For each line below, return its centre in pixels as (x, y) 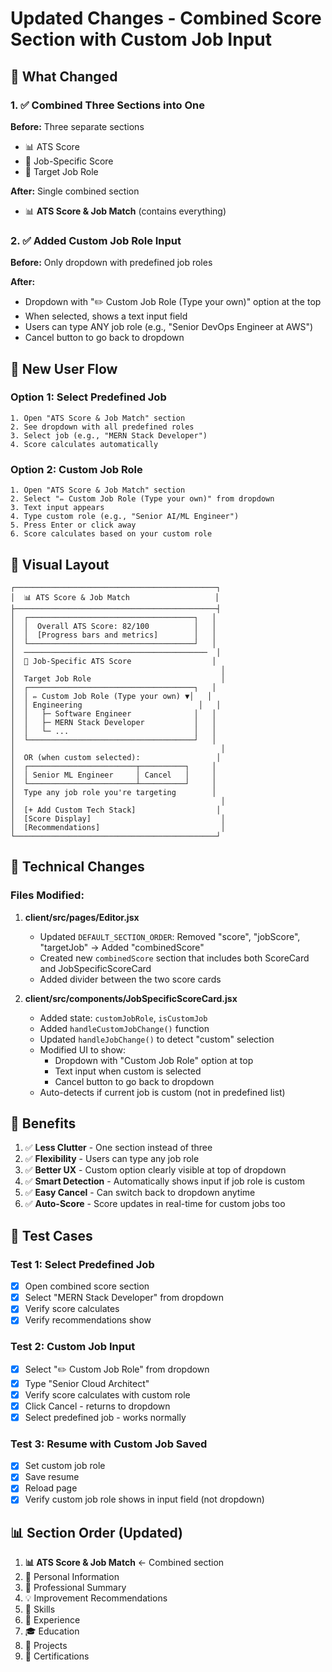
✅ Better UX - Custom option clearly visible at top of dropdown (155, 1170)
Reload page (51, 1488)
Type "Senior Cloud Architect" (87, 1383)
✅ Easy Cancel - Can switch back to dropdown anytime (140, 1193)
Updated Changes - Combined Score (166, 18)
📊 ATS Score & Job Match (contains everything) (125, 211)
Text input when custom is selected (128, 1071)
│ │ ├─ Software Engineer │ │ (113, 713)
